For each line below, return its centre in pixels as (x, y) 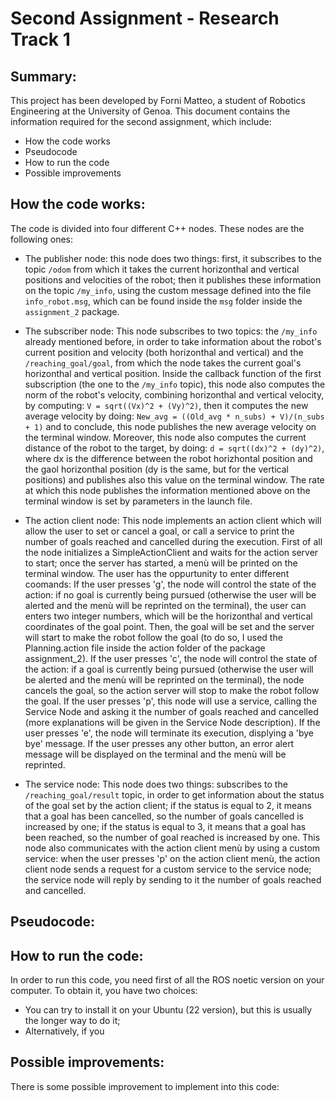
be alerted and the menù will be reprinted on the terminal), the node (164, 679)
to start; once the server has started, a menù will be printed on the (161, 563)
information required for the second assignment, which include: (141, 121)
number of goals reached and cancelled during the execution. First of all (173, 541)
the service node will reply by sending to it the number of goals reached (173, 879)
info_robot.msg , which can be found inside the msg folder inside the (163, 301)
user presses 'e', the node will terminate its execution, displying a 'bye (169, 733)
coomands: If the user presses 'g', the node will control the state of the (170, 584)
